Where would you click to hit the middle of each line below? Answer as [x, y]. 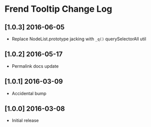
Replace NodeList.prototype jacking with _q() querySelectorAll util [79, 39]
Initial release [25, 121]
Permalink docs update [35, 66]
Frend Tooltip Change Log [59, 9]
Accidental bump [29, 93]
